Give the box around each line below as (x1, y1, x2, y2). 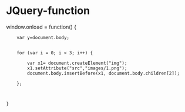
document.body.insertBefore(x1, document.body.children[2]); (27, 70, 180, 76)
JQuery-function (6, 4, 90, 17)
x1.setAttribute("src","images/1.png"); (27, 65, 127, 71)
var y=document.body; (16, 34, 69, 40)
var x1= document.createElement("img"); (27, 60, 127, 66)
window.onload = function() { (6, 23, 76, 30)
